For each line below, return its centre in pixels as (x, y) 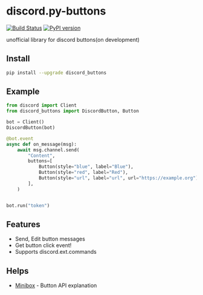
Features (23, 224)
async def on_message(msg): (42, 144)
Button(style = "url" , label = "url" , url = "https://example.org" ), (120, 178)
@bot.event (20, 138)
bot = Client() (25, 122)
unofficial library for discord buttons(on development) (73, 39)
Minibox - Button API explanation (56, 285)
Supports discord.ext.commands (56, 252)
